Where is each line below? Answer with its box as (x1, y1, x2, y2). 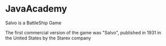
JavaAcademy (5, 3, 68, 15)
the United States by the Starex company (5, 35, 91, 41)
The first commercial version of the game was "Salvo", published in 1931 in (5, 29, 161, 35)
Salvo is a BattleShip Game (5, 20, 62, 26)
